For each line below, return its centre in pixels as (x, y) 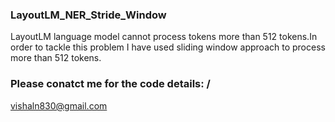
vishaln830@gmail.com (59, 105)
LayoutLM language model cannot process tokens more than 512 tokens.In (164, 37)
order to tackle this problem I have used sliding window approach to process (168, 47)
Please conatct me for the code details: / (110, 84)
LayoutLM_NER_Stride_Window (88, 15)
